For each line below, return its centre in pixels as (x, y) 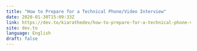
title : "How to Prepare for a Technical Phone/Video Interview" (86, 11)
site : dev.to (22, 28)
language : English (28, 33)
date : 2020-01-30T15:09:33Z (40, 17)
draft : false (22, 39)
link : (13, 22)
